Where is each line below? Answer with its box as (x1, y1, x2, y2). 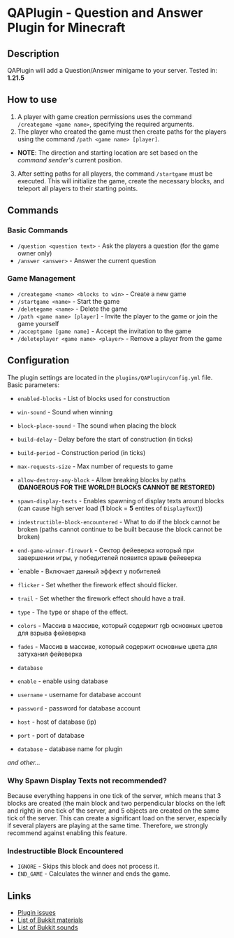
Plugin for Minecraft (7, 20, 126, 36)
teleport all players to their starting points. (17, 184, 138, 192)
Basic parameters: (7, 380, 60, 389)
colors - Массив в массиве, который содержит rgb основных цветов (17, 621, 224, 629)
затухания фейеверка (17, 650, 82, 658)
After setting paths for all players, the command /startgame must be (17, 169, 213, 178)
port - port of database (17, 731, 85, 739)
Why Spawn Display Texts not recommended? (7, 776, 168, 785)
